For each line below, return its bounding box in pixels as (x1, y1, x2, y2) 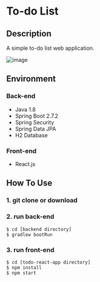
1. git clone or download (6, 196, 78, 204)
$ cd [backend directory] (6, 226, 72, 232)
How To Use (6, 178, 53, 189)
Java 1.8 (15, 106, 36, 113)
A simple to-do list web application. (6, 44, 95, 52)
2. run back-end (6, 212, 55, 221)
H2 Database (15, 132, 48, 139)
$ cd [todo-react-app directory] (6, 259, 91, 265)
